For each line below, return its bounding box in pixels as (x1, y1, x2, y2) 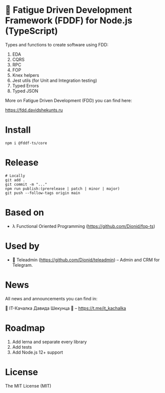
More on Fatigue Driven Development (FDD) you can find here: (5, 97, 132, 103)
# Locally (5, 173, 26, 178)
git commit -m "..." (5, 182, 48, 187)
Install (5, 124, 31, 136)
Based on (5, 207, 44, 218)
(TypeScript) (5, 26, 58, 36)
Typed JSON (12, 88, 38, 94)
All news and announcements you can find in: (5, 295, 98, 301)
